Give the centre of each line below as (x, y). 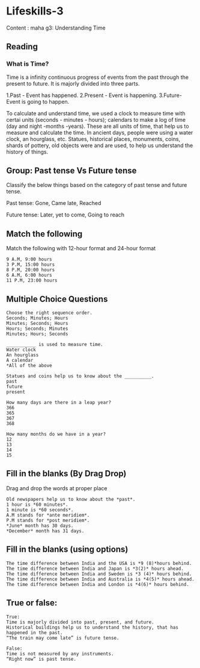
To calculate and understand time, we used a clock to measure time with (96, 113)
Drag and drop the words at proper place (57, 488)
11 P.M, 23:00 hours (32, 281)
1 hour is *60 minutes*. (37, 505)
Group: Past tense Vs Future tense (71, 171)
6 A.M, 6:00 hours (29, 276)
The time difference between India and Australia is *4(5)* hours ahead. (101, 579)
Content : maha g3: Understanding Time (56, 28)
